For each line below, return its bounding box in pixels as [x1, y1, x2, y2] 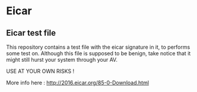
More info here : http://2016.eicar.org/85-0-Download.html [6, 79, 150, 86]
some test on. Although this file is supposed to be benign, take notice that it [6, 50, 191, 57]
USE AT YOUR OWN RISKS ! [6, 68, 75, 75]
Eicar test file [6, 28, 56, 38]
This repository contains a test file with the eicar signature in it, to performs [6, 43, 190, 50]
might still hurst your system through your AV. [6, 56, 117, 63]
